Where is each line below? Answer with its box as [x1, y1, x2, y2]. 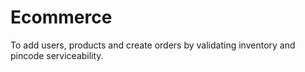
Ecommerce [10, 6, 113, 29]
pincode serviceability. [10, 49, 104, 61]
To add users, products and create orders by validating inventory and [10, 39, 296, 51]
